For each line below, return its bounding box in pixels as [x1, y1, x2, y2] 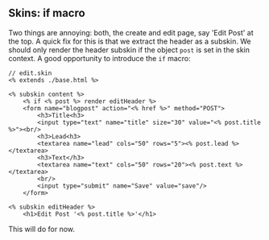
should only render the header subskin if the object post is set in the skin [8, 44, 250, 55]
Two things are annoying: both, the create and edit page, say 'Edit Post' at [8, 27, 254, 37]
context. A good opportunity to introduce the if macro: [8, 53, 191, 63]
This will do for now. [8, 224, 75, 234]
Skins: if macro [8, 6, 86, 20]
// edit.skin [8, 68, 52, 77]
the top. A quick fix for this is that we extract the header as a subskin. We [8, 36, 251, 46]
